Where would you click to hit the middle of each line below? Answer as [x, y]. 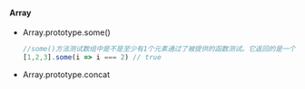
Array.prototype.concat [66, 74]
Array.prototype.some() [66, 32]
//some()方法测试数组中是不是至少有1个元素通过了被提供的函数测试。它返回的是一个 [159, 49]
